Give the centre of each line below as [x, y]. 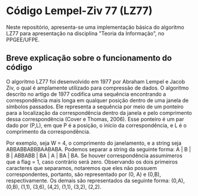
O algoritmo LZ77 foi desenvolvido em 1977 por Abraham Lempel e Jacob [95, 81]
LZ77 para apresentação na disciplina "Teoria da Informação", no [85, 33]
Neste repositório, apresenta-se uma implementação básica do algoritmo [95, 27]
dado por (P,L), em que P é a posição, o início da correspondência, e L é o [97, 125]
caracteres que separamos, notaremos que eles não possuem [82, 168]
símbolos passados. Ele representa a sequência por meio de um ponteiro [95, 107]
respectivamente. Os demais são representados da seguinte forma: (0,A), [95, 180]
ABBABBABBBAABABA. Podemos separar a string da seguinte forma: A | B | [98, 149]
